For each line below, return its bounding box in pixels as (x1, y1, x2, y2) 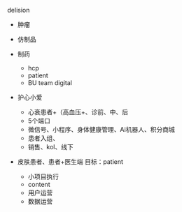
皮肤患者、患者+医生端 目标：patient (17, 158, 124, 166)
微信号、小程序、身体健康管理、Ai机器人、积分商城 (27, 126, 175, 133)
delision (7, 6, 30, 14)
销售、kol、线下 (27, 143, 73, 151)
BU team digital (27, 79, 72, 86)
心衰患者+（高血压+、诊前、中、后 (27, 108, 129, 116)
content (27, 181, 50, 188)
